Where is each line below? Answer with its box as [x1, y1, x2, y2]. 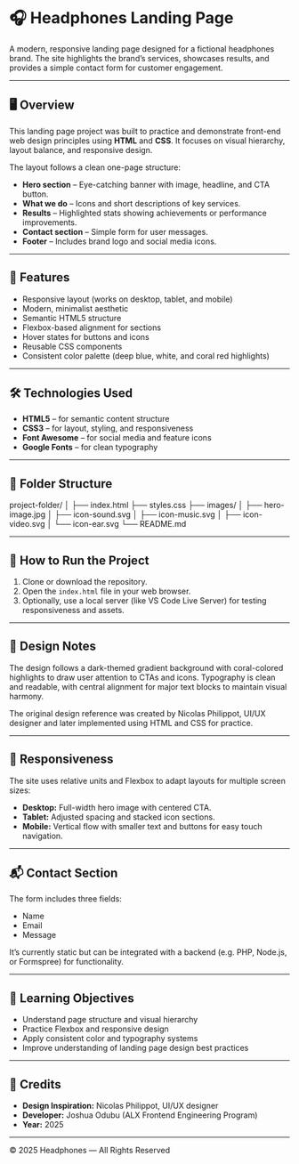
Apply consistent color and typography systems [21, 1033, 198, 1044]
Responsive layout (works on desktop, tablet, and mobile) [21, 294, 233, 304]
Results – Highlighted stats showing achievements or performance [21, 207, 267, 218]
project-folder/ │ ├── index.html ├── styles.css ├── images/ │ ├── [9, 500, 263, 511]
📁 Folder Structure [9, 476, 113, 491]
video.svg [9, 519, 45, 529]
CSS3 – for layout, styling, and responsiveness [21, 423, 194, 433]
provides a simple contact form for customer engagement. [9, 62, 223, 73]
